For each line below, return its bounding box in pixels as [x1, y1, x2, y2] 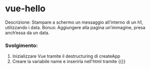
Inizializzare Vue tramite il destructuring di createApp [12, 53, 120, 59]
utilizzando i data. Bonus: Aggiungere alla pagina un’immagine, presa [5, 24, 146, 30]
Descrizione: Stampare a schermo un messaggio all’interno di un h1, [5, 19, 143, 25]
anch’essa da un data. [5, 30, 50, 35]
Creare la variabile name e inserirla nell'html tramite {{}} [12, 59, 126, 65]
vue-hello [5, 3, 46, 14]
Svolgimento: [5, 42, 38, 49]
